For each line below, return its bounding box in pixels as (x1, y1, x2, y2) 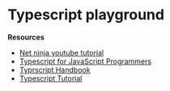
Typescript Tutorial (19, 73, 83, 83)
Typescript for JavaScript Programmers (19, 56, 151, 66)
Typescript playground (7, 6, 165, 24)
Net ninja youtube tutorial (19, 48, 104, 57)
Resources (7, 32, 45, 42)
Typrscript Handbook (19, 64, 91, 74)
